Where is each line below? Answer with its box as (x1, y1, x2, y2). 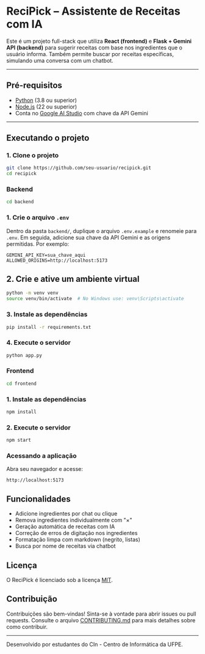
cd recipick (6, 171, 37, 177)
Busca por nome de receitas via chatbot (15, 542, 116, 550)
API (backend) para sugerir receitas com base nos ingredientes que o (6, 44, 183, 51)
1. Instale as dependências (6, 395, 87, 403)
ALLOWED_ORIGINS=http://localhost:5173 (6, 257, 108, 264)
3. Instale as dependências (6, 310, 88, 318)
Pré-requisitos (6, 81, 63, 91)
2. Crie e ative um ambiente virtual (6, 274, 140, 284)
